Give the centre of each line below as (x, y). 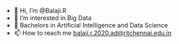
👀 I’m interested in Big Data (53, 18)
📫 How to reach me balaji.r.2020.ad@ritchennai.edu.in (93, 33)
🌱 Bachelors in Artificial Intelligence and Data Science (91, 25)
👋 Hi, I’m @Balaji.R (40, 11)
